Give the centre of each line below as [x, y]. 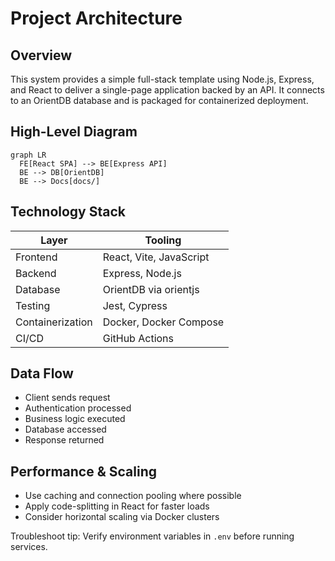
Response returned [64, 440]
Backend [36, 273]
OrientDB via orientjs [151, 289]
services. [29, 547]
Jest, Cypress [135, 305]
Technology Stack [68, 212]
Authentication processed [78, 408]
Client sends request [67, 398]
